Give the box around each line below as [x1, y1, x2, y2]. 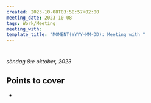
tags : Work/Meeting [6, 20, 56, 26]
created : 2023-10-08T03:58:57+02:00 [6, 9, 99, 15]
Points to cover [6, 76, 65, 86]
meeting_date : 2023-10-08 [6, 15, 72, 21]
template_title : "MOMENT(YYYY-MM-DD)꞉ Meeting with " [6, 32, 146, 38]
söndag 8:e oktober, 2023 [6, 58, 72, 65]
